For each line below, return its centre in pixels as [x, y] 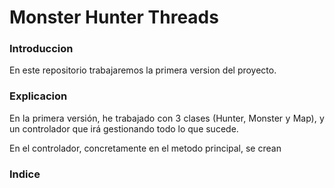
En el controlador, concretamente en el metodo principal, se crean [145, 148]
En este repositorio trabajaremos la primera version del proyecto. [143, 70]
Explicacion [38, 96]
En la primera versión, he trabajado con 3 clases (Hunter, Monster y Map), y [167, 118]
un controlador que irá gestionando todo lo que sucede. [124, 128]
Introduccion [41, 49]
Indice [25, 174]
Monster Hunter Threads [114, 17]
